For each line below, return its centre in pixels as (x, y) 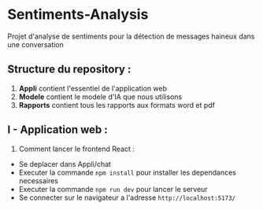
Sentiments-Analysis (78, 15)
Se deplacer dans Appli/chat (65, 164)
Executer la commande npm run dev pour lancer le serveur (113, 189)
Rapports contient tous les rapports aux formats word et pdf (117, 105)
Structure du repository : (69, 70)
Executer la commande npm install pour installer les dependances (128, 172)
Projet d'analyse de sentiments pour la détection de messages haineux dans (131, 36)
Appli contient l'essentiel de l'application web (93, 88)
